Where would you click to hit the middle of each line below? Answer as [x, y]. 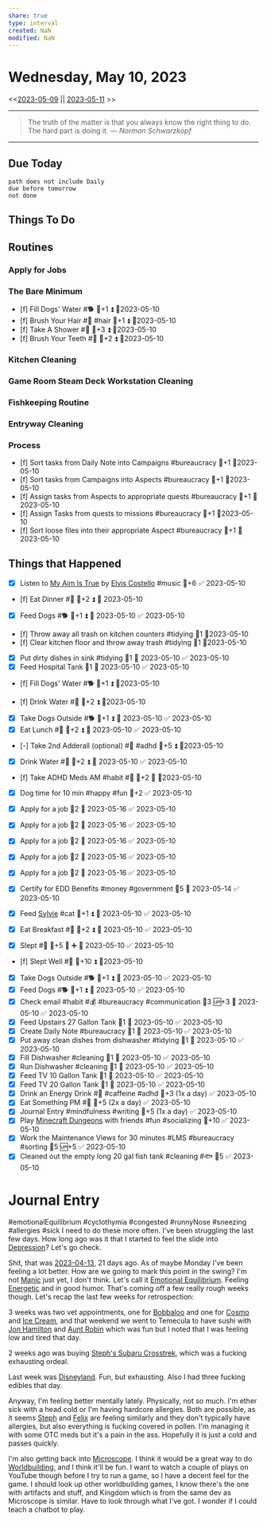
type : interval [33, 23]
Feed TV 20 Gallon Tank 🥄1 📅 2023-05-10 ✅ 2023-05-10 [112, 1084]
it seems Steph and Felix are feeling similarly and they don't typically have [129, 1418]
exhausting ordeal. [39, 1362]
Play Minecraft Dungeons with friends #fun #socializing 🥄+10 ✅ [124, 1120]
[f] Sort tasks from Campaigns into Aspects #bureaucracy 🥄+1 [122, 479]
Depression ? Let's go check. [55, 1248]
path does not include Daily [56, 182]
